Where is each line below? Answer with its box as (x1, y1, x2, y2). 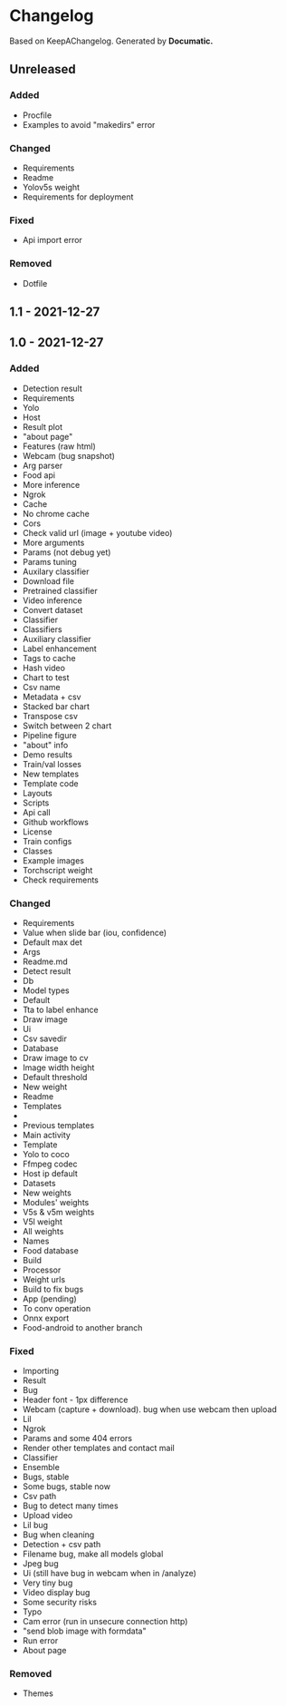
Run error (22, 1635, 59, 1646)
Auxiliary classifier (22, 633, 92, 644)
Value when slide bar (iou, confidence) (22, 927, 167, 938)
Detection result (22, 383, 83, 394)
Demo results (22, 749, 72, 760)
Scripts (22, 797, 50, 808)
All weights (22, 1225, 64, 1236)
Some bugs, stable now (22, 1481, 111, 1492)
